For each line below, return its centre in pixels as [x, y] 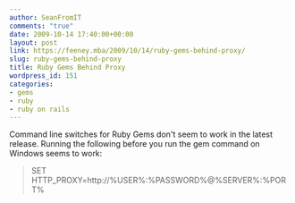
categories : [31, 84]
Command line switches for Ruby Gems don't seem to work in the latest [141, 134]
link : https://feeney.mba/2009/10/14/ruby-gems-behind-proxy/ [127, 51]
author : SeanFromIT [46, 17]
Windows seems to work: [56, 154]
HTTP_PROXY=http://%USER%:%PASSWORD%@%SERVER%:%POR [159, 181]
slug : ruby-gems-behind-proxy [66, 59]
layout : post [34, 42]
